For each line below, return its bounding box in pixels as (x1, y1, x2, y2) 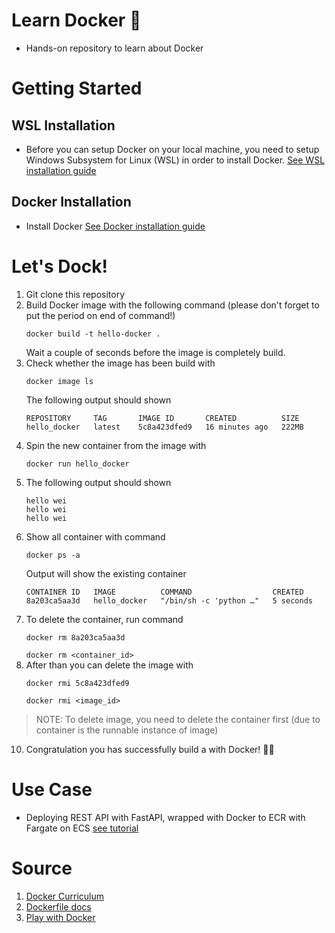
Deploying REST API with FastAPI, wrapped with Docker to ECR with (25, 811, 306, 823)
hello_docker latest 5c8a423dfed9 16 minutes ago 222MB (25, 422, 304, 432)
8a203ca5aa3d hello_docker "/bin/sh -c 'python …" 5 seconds (25, 595, 313, 606)
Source (11, 857, 73, 879)
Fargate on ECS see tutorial (25, 822, 139, 834)
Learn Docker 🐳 (11, 9, 142, 32)
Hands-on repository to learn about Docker (25, 42, 204, 54)
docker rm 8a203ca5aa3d (25, 632, 126, 643)
